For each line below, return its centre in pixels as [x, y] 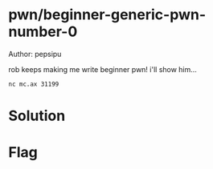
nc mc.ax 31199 [34, 84]
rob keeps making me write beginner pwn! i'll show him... [102, 69]
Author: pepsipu [35, 54]
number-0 [43, 32]
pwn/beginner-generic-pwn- [107, 15]
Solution [37, 116]
